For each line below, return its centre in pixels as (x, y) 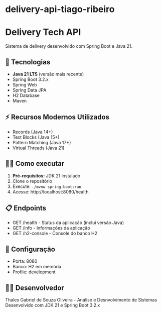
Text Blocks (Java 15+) (36, 137)
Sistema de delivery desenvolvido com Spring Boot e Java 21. (69, 46)
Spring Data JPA (29, 90)
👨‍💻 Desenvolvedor (35, 288)
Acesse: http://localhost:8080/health (50, 191)
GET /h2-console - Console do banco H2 (55, 233)
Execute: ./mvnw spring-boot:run (47, 186)
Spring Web (25, 84)
